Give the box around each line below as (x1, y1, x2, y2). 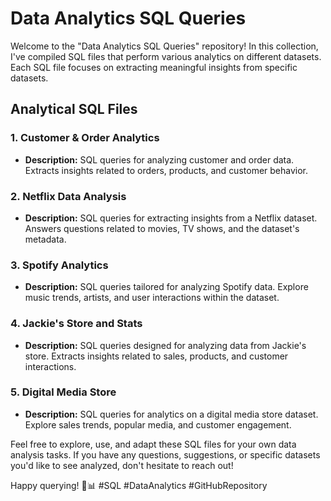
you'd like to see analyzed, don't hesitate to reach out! (10, 459, 234, 471)
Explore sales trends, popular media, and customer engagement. (24, 418, 292, 431)
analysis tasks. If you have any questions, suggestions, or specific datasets (10, 448, 321, 461)
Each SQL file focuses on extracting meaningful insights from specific (10, 61, 298, 73)
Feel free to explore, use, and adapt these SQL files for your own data (10, 438, 297, 450)
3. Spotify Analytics (10, 258, 109, 272)
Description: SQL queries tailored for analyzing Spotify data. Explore (24, 281, 309, 293)
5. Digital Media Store (10, 385, 117, 399)
